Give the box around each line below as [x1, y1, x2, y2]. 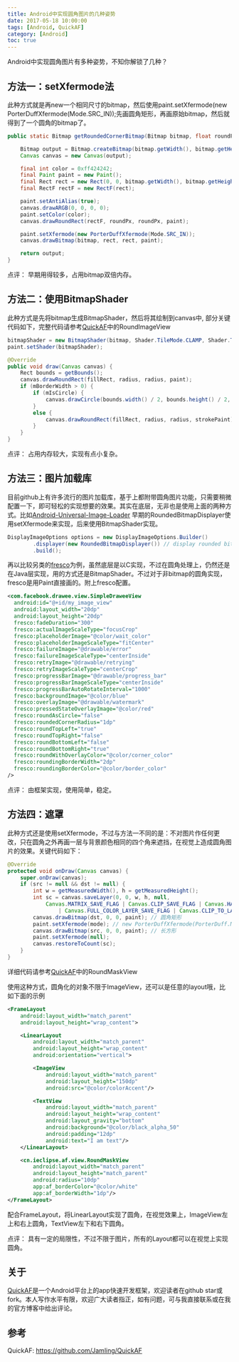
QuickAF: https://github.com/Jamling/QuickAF [7, 1346, 142, 1355]
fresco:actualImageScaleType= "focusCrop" [14, 625, 139, 633]
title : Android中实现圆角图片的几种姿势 [7, 10, 116, 18]
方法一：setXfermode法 [7, 80, 115, 93]
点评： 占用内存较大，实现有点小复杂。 [7, 450, 122, 458]
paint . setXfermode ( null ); [33, 933, 110, 941]
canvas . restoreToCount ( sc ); [33, 941, 116, 948]
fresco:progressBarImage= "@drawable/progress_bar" [14, 672, 167, 680]
